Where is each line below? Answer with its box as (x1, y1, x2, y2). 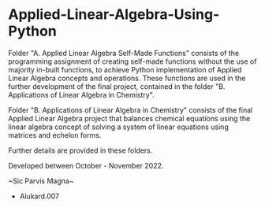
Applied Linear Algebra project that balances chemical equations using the (8, 113, 251, 123)
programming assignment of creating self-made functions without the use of (8, 57, 257, 66)
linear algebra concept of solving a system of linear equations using (8, 122, 229, 131)
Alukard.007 (19, 191, 60, 201)
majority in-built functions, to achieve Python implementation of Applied (8, 65, 242, 74)
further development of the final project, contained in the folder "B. (8, 81, 226, 91)
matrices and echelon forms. (8, 130, 102, 139)
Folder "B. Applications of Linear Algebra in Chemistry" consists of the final (8, 105, 253, 115)
